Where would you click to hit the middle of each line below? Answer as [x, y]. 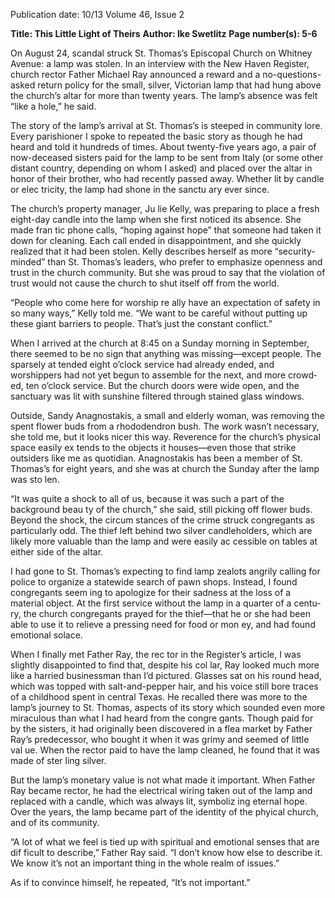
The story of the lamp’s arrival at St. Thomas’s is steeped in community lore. [166, 125]
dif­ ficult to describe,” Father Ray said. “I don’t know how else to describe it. [166, 852]
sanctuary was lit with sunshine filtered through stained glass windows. [157, 396]
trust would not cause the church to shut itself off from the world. [145, 283]
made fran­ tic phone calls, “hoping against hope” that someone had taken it [166, 230]
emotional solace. [46, 635]
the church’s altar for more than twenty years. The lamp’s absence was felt [164, 95]
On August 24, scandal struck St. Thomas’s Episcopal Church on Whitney [161, 53]
